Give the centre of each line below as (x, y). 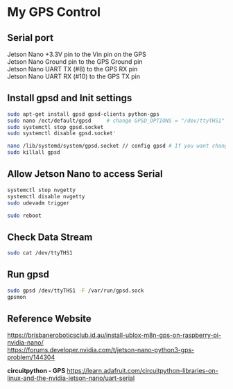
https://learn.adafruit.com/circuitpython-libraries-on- (143, 371)
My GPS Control (54, 12)
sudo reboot (24, 216)
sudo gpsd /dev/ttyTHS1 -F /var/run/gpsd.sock (76, 291)
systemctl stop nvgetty (42, 190)
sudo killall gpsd (34, 153)
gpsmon (17, 297)
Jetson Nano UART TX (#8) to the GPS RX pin (72, 69)
